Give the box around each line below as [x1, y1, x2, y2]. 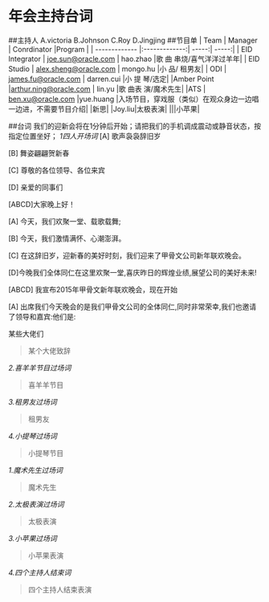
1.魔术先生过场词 [8, 465, 63, 474]
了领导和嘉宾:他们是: [8, 311, 76, 321]
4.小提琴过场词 [8, 431, 58, 441]
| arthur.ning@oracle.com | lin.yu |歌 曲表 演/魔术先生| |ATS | [8, 83, 206, 93]
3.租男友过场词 [8, 397, 58, 406]
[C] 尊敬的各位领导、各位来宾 [8, 165, 106, 175]
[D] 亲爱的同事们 [8, 182, 63, 192]
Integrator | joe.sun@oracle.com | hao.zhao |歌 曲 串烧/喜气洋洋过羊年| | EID [8, 54, 260, 63]
